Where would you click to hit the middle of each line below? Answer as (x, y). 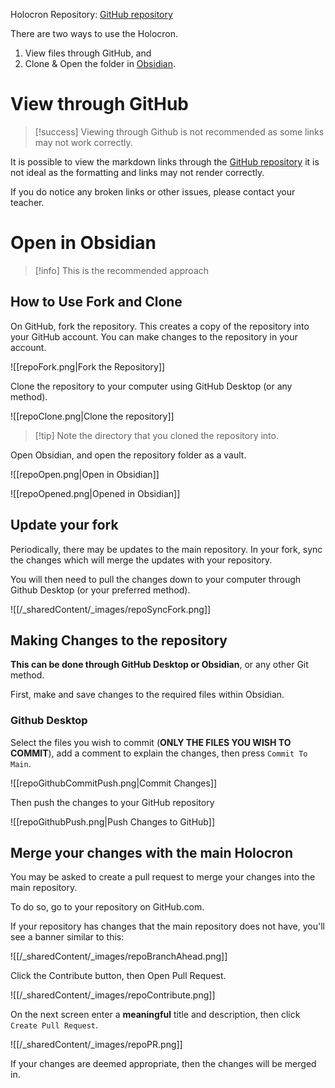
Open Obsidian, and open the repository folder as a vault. (128, 455)
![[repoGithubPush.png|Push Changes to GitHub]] (112, 821)
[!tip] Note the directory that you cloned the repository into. (156, 435)
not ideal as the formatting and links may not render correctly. (137, 172)
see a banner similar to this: (67, 937)
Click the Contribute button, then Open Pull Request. (118, 976)
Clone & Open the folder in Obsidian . (100, 63)
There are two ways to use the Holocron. (94, 33)
